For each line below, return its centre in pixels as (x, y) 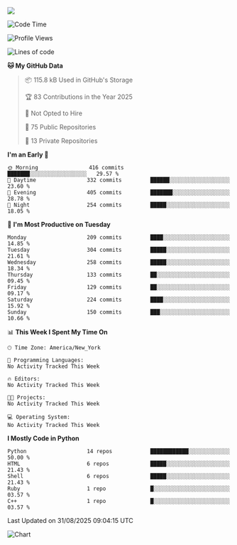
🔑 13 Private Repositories (61, 141)
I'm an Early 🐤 (28, 154)
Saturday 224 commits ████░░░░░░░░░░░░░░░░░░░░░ (119, 300)
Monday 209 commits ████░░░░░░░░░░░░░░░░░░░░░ (119, 238)
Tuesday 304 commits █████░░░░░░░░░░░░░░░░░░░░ (119, 250)
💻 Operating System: (39, 417)
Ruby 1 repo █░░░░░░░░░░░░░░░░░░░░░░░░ (119, 489)
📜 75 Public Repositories (60, 127)
